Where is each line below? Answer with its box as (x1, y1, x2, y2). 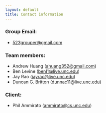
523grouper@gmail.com (12, 39, 63, 45)
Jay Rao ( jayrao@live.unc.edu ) (12, 74, 76, 80)
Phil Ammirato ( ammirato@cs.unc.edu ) (12, 103, 92, 109)
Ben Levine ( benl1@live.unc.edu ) (12, 68, 80, 74)
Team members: (5, 52, 46, 58)
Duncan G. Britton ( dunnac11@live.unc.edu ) (12, 79, 102, 85)
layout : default (5, 7, 39, 12)
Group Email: (5, 28, 37, 35)
